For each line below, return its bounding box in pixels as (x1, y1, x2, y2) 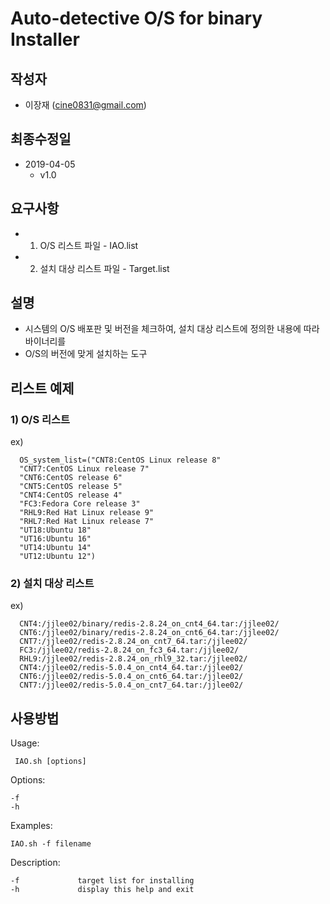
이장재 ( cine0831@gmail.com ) (24, 99, 147, 111)
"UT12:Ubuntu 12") (19, 552, 97, 562)
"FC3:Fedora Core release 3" (19, 499, 141, 509)
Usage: (10, 737, 40, 749)
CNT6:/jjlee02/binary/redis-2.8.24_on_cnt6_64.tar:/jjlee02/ (19, 628, 280, 638)
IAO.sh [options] (14, 757, 87, 767)
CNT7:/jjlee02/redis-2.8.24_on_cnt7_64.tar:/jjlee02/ (19, 637, 248, 647)
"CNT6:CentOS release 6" (19, 473, 123, 483)
